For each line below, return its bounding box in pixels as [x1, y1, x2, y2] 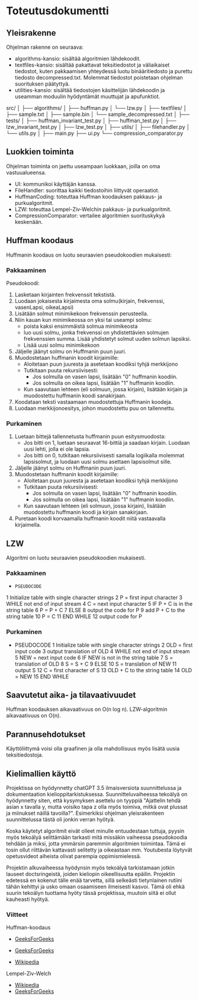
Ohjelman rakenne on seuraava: [6, 43, 84, 50]
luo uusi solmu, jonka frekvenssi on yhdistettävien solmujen [23, 328, 169, 336]
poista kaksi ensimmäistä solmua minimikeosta [23, 322, 138, 330]
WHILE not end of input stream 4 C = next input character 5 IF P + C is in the [6, 600, 193, 607]
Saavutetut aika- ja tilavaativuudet [6, 690, 136, 700]
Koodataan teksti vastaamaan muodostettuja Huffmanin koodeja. [14, 398, 173, 405]
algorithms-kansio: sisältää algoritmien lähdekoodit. [14, 55, 141, 62]
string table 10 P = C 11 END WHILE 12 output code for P [6, 613, 142, 620]
